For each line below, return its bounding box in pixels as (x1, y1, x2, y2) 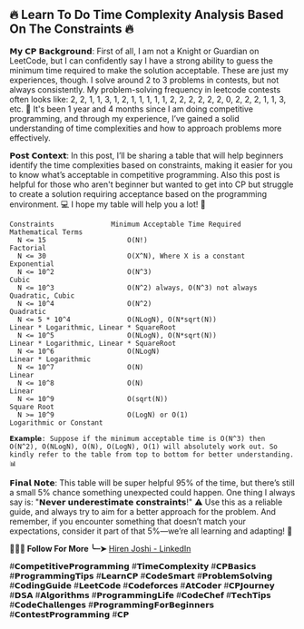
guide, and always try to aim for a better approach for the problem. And (9, 506, 277, 516)
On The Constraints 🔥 (9, 22, 134, 37)
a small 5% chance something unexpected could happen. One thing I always (9, 486, 296, 497)
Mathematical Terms (9, 227, 83, 237)
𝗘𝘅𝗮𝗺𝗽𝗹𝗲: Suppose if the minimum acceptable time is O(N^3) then (9, 434, 266, 443)
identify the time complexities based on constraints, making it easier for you (9, 159, 293, 171)
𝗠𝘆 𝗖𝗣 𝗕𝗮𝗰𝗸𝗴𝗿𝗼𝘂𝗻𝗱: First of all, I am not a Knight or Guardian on (9, 45, 260, 56)
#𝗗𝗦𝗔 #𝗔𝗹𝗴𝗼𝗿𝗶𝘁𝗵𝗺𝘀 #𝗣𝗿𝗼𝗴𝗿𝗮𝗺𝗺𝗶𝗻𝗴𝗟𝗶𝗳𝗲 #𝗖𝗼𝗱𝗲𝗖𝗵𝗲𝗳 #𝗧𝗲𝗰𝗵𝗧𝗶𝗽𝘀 (9, 589, 271, 600)
